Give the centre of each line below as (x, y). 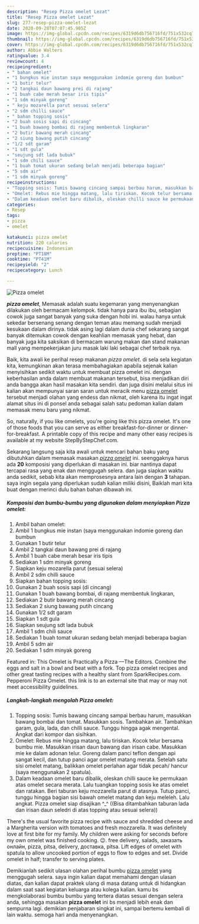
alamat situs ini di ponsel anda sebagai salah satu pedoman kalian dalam (95, 403)
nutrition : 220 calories (37, 243)
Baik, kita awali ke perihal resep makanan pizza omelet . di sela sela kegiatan (99, 359)
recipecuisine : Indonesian (40, 248)
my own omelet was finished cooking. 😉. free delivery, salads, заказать (94, 840)
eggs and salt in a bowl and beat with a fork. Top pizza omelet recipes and (97, 668)
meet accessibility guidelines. (43, 687)
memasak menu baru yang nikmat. (49, 410)
